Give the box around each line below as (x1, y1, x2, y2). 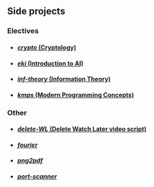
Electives (7, 26, 39, 36)
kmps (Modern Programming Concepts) (17, 90, 135, 99)
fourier (17, 141, 38, 149)
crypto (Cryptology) (17, 43, 77, 51)
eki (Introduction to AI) (17, 59, 84, 68)
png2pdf (17, 157, 44, 165)
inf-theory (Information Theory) (17, 75, 111, 83)
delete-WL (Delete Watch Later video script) (17, 125, 147, 133)
